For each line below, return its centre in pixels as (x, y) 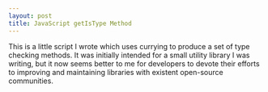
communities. (31, 81)
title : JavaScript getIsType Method (70, 23)
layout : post (30, 16)
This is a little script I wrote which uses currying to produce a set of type (129, 46)
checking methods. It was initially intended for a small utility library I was (129, 55)
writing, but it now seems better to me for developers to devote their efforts (134, 63)
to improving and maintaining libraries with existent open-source (116, 72)
